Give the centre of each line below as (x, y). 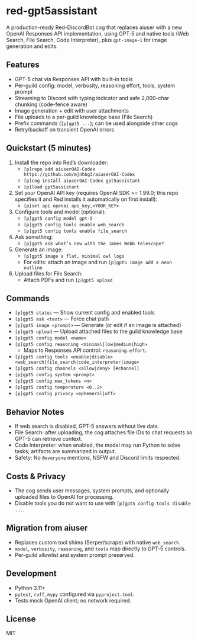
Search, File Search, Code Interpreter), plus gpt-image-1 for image (87, 40)
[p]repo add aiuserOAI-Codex (59, 169)
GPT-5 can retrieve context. (48, 439)
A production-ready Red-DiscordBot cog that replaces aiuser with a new (94, 27)
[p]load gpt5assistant (51, 187)
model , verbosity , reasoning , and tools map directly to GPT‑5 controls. (100, 549)
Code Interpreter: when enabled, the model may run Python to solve (98, 445)
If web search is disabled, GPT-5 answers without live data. (87, 426)
